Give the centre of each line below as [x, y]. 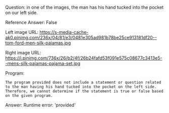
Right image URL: [23, 53]
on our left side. [21, 13]
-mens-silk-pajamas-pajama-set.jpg [43, 63]
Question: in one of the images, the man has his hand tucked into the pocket [84, 7]
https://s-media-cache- [64, 32]
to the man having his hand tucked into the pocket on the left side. [81, 87]
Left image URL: [22, 32]
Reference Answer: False [31, 22]
